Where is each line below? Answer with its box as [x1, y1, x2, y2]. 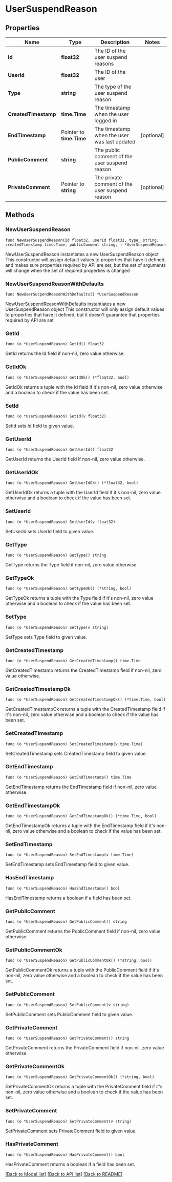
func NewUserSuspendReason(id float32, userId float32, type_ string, [5, 238, 159, 243]
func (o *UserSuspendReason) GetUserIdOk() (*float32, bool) [5, 480, 139, 486]
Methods [5, 210, 35, 219]
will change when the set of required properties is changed [5, 267, 130, 273]
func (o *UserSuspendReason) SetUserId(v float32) [5, 519, 116, 524]
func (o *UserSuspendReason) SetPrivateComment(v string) [5, 1118, 132, 1124]
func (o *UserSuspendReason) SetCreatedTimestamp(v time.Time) [5, 741, 143, 747]
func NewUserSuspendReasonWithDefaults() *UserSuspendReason [5, 291, 139, 297]
